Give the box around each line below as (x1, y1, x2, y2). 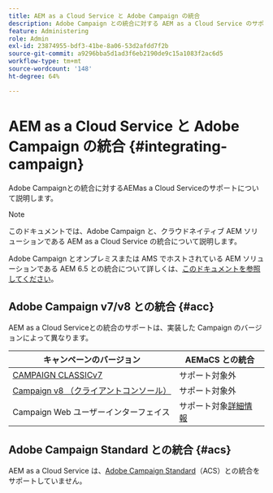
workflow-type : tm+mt (8, 58, 82, 66)
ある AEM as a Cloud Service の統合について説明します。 (50, 236, 242, 246)
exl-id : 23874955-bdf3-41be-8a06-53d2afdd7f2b (8, 42, 169, 50)
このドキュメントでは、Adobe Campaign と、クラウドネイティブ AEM (8, 226, 242, 236)
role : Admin (8, 34, 49, 43)
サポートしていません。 (8, 476, 87, 486)
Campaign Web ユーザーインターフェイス (12, 407, 171, 418)
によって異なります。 (22, 333, 93, 343)
